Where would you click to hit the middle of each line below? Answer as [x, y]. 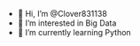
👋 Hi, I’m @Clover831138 [62, 14]
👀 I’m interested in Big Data [67, 23]
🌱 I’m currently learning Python [74, 32]
